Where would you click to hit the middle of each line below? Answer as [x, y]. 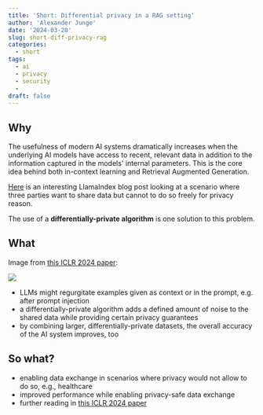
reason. [20, 204]
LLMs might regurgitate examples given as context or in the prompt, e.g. [136, 292]
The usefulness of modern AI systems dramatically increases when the [123, 147]
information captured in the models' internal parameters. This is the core [125, 163]
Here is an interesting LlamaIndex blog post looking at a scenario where [124, 187]
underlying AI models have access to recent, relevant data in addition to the [130, 155]
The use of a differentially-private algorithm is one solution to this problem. [131, 219]
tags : [17, 60]
